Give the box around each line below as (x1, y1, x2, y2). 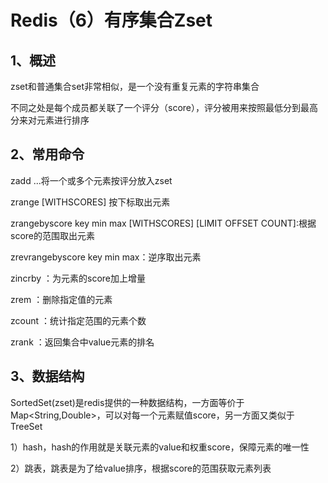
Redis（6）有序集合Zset (10, 9, 213, 32)
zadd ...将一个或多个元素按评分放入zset (10, 174, 173, 186)
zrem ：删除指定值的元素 (10, 293, 113, 305)
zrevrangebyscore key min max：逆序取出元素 (10, 251, 202, 263)
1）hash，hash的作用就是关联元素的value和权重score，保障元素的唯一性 (10, 441, 310, 453)
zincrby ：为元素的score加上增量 (10, 272, 146, 284)
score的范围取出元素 (10, 229, 95, 241)
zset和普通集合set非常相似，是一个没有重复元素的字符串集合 (10, 81, 260, 92)
